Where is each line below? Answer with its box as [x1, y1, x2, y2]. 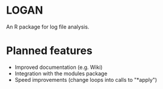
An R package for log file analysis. [6, 23, 90, 30]
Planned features [6, 44, 93, 58]
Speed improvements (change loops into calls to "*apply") [14, 76, 157, 83]
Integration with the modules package [14, 69, 108, 77]
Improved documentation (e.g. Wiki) [14, 63, 103, 71]
